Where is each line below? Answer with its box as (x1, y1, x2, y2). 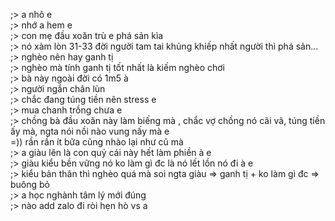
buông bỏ (10, 179, 51, 190)
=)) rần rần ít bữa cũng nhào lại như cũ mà (10, 136, 184, 148)
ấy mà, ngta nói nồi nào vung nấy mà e (10, 125, 170, 137)
